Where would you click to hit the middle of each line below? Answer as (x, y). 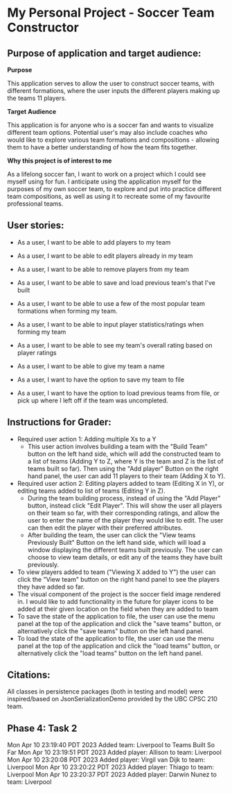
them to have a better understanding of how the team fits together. (102, 147)
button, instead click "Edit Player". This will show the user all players (125, 505)
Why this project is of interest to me (60, 161)
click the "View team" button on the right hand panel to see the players (118, 579)
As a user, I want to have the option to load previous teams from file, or (118, 393)
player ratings (37, 352)
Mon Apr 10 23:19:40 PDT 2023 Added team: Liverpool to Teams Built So (111, 745)
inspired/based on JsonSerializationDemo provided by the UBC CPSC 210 (113, 699)
